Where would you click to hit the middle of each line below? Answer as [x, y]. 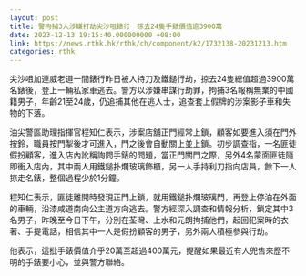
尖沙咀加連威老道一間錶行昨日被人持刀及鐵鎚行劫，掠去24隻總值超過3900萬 [152, 79]
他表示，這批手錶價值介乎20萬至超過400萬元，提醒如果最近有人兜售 [138, 250]
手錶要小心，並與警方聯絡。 [77, 262]
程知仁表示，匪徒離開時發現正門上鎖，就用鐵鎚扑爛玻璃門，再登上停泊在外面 [153, 198]
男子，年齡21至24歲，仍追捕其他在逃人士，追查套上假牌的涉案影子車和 [150, 102]
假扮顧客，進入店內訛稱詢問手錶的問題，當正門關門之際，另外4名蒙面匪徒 [148, 155]
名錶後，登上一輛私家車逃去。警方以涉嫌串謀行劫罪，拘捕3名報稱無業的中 [148, 90]
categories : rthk [42, 52]
